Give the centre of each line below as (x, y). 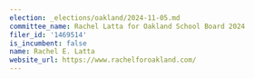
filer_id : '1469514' (49, 35)
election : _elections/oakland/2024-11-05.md (95, 18)
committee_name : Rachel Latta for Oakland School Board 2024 (127, 26)
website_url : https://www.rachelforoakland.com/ (103, 60)
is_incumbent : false (49, 43)
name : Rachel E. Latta (52, 52)
